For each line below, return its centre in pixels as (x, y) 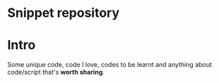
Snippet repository (64, 13)
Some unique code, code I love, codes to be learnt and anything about (109, 65)
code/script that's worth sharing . (56, 72)
